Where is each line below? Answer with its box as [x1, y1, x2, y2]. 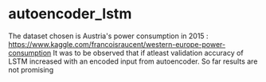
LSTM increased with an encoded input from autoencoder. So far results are [8, 57, 258, 66]
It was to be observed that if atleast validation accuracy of [53, 48, 244, 57]
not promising [8, 64, 54, 74]
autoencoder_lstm [8, 5, 132, 23]
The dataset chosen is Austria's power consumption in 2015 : [8, 31, 209, 41]
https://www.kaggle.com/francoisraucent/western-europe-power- [8, 39, 225, 49]
